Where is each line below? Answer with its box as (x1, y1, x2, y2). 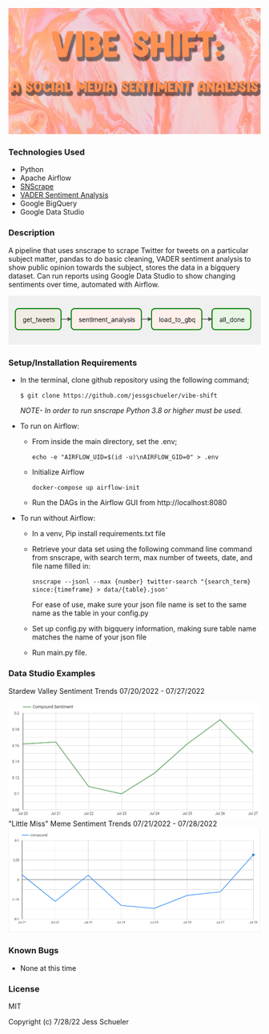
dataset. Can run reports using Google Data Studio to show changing (8, 271, 236, 280)
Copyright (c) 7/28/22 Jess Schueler (8, 1017, 130, 1027)
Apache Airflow (19, 173, 72, 183)
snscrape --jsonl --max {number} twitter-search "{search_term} (31, 578, 251, 586)
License (8, 983, 40, 994)
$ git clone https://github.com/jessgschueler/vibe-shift (19, 392, 218, 400)
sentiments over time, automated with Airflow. (8, 279, 160, 289)
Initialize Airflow (31, 467, 86, 477)
